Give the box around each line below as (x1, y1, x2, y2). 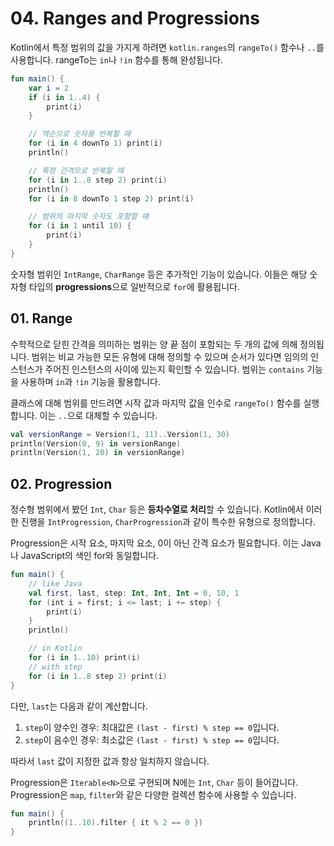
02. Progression (10, 475, 113, 492)
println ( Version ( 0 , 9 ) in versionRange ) (10, 438, 182, 449)
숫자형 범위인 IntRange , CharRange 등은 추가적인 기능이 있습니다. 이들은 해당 (10, 268, 308, 280)
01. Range (10, 310, 73, 327)
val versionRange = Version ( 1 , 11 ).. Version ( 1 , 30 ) (10, 429, 230, 439)
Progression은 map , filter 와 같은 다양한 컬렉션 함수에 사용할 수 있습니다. (10, 788, 297, 801)
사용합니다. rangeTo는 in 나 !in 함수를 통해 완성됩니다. (10, 53, 223, 66)
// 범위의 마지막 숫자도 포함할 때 (28, 212, 149, 222)
